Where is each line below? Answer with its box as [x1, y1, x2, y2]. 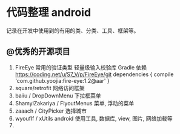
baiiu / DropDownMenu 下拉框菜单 [15, 92, 101, 99]
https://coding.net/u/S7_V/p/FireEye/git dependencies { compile [15, 71, 174, 78]
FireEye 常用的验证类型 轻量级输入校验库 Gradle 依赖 [15, 63, 147, 71]
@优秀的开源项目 [6, 46, 71, 57]
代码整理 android [6, 5, 92, 19]
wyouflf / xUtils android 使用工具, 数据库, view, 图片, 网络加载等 [15, 115, 173, 122]
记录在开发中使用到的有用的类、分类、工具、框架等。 [6, 27, 139, 34]
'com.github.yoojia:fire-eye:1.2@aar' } [15, 77, 110, 84]
